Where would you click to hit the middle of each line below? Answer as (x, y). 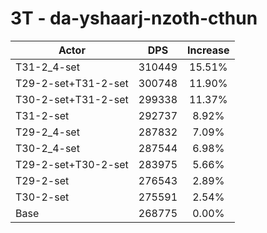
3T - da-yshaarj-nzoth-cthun (134, 18)
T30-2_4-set (47, 148)
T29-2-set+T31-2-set (72, 83)
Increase (208, 50)
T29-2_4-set (47, 132)
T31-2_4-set (47, 67)
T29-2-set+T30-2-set (72, 164)
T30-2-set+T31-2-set (72, 99)
